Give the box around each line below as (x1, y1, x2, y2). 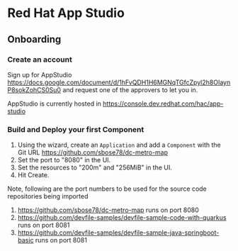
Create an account (7, 55, 72, 65)
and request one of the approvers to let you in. (62, 85, 198, 94)
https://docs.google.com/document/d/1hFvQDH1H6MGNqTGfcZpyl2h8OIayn (7, 78, 231, 87)
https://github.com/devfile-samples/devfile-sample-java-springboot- (17, 228, 220, 237)
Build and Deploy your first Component (7, 124, 144, 134)
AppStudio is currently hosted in (7, 99, 101, 108)
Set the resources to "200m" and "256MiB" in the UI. (17, 163, 172, 172)
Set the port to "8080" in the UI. (17, 156, 111, 164)
